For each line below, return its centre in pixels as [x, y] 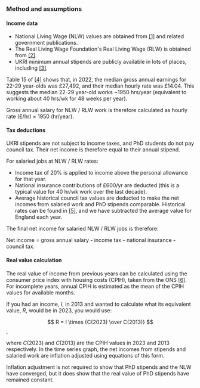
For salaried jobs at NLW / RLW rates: [52, 161]
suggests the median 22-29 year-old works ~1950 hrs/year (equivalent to [96, 92]
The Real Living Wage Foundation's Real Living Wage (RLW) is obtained [103, 49]
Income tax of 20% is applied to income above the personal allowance [101, 173]
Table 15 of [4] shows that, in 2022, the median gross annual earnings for [96, 80]
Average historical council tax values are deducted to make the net [97, 198]
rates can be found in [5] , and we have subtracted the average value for [103, 211]
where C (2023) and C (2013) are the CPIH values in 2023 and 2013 [88, 343]
